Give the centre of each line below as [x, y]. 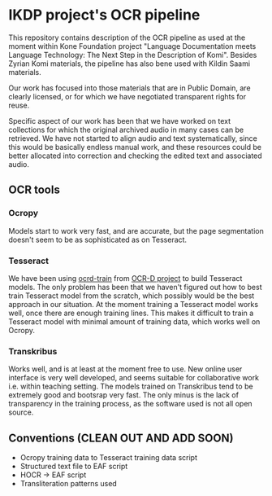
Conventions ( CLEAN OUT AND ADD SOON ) [121, 438]
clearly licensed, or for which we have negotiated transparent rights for [127, 96]
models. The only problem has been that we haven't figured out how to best [135, 287]
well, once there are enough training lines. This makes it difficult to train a [131, 313]
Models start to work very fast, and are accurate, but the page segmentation [136, 230]
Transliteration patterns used [69, 484]
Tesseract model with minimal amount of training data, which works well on [134, 321]
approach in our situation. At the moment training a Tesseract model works [133, 304]
